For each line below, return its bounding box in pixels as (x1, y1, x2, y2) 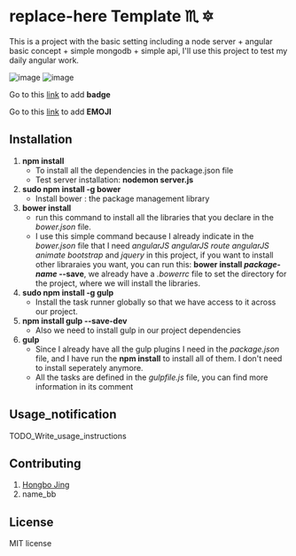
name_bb (21, 489, 57, 499)
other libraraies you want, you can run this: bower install (35, 259, 243, 269)
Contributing (9, 456, 82, 471)
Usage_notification (9, 407, 117, 422)
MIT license (9, 538, 52, 549)
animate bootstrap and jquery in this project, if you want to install (35, 250, 274, 260)
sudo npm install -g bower (21, 183, 121, 194)
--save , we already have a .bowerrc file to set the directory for (58, 268, 287, 279)
